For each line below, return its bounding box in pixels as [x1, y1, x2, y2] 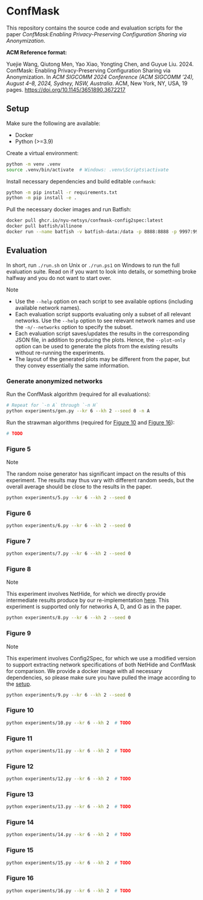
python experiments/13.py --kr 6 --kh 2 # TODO [6, 804, 131, 810]
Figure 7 [6, 537, 31, 545]
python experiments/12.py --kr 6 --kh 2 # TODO [6, 776, 131, 782]
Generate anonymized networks [6, 377, 103, 385]
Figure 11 [6, 734, 33, 742]
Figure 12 [6, 762, 34, 770]
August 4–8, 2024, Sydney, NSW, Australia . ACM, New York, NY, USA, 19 [6, 80, 188, 87]
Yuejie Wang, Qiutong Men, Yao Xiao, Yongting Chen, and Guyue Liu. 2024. [6, 60, 194, 68]
